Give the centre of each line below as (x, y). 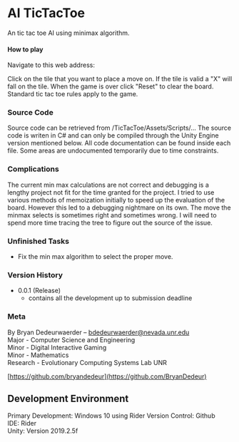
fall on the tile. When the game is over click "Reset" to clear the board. (111, 86)
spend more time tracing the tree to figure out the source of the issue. (110, 222)
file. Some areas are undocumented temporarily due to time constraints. (113, 150)
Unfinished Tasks (39, 241)
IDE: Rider (22, 423)
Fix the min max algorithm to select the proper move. (95, 257)
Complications (33, 169)
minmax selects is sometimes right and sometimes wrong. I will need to (112, 215)
